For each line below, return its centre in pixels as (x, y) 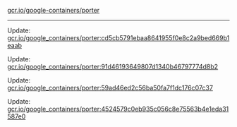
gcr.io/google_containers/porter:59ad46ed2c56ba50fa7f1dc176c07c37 (110, 88)
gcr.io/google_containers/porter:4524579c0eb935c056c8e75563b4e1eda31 (118, 109)
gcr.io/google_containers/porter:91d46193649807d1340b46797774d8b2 (113, 67)
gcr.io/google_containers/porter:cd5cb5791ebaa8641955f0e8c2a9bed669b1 (119, 38)
